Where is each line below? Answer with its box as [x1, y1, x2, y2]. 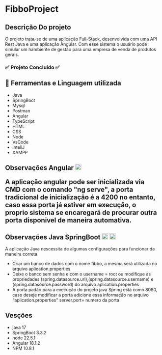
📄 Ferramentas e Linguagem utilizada [5, 79, 121, 87]
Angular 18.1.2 [12, 340, 41, 346]
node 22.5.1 [12, 335, 36, 341]
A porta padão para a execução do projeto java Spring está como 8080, [12, 286, 158, 293]
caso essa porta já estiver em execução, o [5, 201, 136, 209]
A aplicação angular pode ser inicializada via [5, 178, 145, 186]
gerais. [5, 52, 19, 57]
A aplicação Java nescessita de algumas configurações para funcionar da [5, 246, 155, 251]
